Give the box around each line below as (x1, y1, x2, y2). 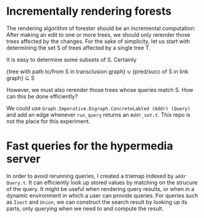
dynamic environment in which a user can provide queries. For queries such (6, 192, 198, 199)
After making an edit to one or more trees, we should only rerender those (6, 31, 191, 38)
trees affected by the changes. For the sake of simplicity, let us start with (6, 37, 191, 45)
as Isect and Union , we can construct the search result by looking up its (6, 198, 188, 206)
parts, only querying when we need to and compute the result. (6, 205, 164, 212)
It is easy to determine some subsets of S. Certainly (6, 56, 137, 63)
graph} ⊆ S (6, 74, 35, 81)
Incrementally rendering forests (6, 4, 172, 18)
